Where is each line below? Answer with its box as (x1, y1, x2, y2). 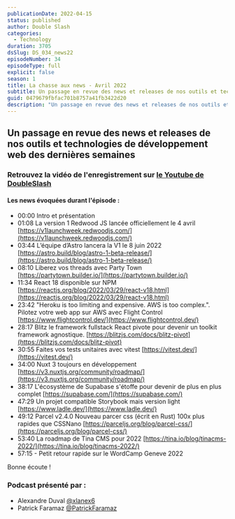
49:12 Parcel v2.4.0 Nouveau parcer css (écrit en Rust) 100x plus (17, 412, 205, 420)
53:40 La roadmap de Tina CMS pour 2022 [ (17, 434, 145, 443)
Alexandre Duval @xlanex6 (17, 496, 96, 504)
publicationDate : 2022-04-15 (7, 10, 92, 17)
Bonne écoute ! (7, 463, 51, 471)
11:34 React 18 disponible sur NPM (17, 278, 117, 287)
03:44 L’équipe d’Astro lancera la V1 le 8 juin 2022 (17, 241, 162, 250)
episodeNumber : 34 (7, 56, 61, 63)
